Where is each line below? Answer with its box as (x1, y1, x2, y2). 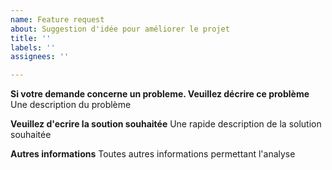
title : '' (10, 33, 52, 43)
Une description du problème (10, 99, 132, 111)
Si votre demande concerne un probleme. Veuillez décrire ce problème (10, 88, 310, 100)
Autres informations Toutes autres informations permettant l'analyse (10, 148, 296, 160)
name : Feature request (10, 14, 105, 25)
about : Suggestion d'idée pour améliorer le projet (10, 24, 230, 34)
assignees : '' (10, 52, 70, 62)
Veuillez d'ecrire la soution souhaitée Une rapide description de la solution (10, 118, 322, 130)
